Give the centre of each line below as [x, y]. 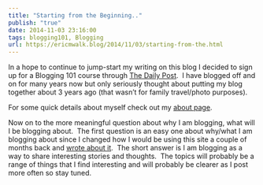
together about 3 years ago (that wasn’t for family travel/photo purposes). [128, 92]
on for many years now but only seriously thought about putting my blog [125, 84]
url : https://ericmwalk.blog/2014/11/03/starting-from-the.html [116, 45]
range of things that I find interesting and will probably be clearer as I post [128, 165]
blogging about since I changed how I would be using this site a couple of [128, 139]
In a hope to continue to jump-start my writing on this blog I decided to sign [131, 67]
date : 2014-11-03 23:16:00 [52, 30]
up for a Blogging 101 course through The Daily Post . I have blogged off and [132, 76]
